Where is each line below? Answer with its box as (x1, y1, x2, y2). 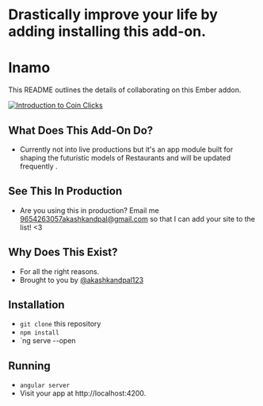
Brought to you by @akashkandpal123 (19, 275, 144, 284)
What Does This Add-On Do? (8, 123, 154, 137)
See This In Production (8, 184, 123, 198)
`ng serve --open (19, 336, 77, 346)
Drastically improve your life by (8, 6, 218, 24)
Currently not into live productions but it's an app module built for (19, 145, 234, 154)
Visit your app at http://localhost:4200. (19, 389, 147, 398)
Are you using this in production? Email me (19, 205, 160, 215)
